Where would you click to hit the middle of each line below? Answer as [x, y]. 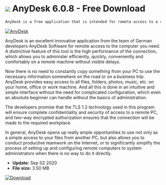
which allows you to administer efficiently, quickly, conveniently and [74, 56]
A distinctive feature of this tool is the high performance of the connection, [81, 51]
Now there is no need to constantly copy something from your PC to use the [83, 71]
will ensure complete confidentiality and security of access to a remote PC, [82, 112]
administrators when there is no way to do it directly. [59, 153]
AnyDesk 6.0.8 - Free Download [79, 9]
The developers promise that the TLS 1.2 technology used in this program [80, 107]
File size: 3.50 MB [31, 168]
